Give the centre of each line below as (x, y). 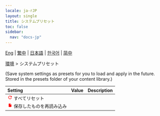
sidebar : (14, 32)
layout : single (21, 16)
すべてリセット (29, 98)
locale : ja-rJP (21, 11)
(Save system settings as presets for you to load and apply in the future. (80, 74)
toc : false (17, 27)
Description (100, 90)
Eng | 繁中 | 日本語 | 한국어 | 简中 (39, 53)
